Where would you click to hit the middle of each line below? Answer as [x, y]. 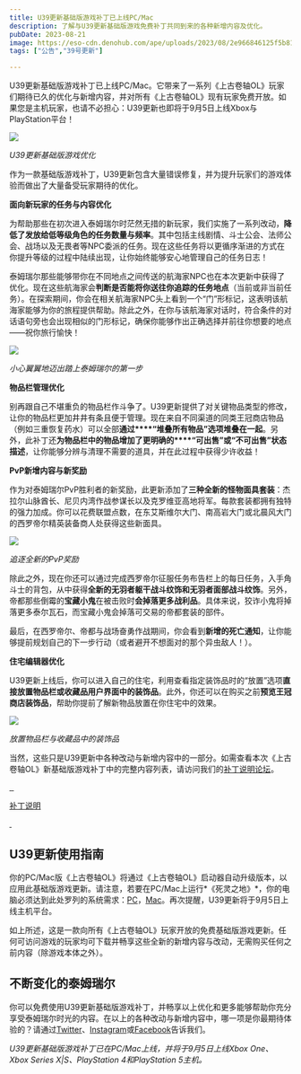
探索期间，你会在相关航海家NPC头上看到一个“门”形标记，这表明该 [158, 299]
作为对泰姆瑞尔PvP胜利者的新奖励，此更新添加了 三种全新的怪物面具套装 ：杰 [150, 489]
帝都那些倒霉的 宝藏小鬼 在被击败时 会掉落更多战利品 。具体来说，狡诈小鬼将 [146, 601]
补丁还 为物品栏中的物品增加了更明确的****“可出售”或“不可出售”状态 [160, 440]
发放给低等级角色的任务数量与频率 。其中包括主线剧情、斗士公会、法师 [154, 235]
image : [21, 43]
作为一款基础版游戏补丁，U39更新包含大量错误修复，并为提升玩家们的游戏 [146, 174]
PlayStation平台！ [42, 119]
